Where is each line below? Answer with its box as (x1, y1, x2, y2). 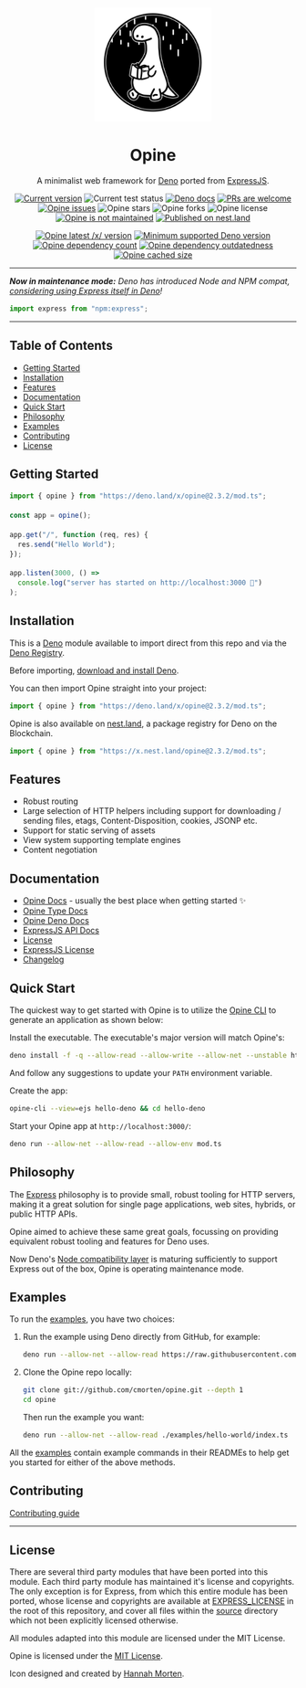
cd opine (22, 1396, 56, 1405)
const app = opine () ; (9, 511, 92, 521)
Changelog (22, 954, 65, 965)
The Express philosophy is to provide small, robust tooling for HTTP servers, (9, 1188, 296, 1199)
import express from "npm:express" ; (9, 304, 148, 313)
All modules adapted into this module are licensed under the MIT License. (9, 1633, 286, 1644)
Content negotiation (22, 844, 97, 856)
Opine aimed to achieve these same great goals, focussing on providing (9, 1226, 280, 1237)
